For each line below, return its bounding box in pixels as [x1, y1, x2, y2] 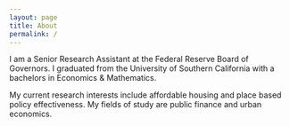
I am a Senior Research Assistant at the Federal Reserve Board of [9, 54, 250, 65]
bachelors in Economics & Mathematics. [9, 73, 157, 83]
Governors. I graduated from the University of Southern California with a [9, 63, 275, 74]
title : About [9, 21, 58, 30]
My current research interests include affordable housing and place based [9, 90, 282, 100]
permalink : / [9, 29, 58, 38]
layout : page [9, 12, 58, 22]
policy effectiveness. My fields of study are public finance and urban [9, 99, 262, 110]
